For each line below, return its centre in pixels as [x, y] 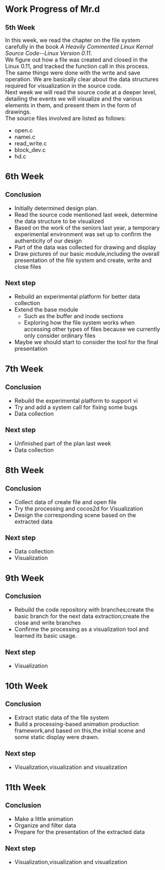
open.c [24, 130]
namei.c [25, 137]
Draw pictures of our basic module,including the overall [87, 254]
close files [28, 267]
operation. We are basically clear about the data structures [82, 79]
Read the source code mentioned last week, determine [86, 215]
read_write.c [31, 143]
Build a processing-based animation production [77, 724]
